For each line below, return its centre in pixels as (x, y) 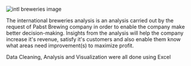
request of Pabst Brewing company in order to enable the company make (95, 27)
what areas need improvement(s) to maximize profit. (70, 45)
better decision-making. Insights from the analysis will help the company (95, 33)
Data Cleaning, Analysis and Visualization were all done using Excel (88, 57)
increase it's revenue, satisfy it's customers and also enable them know (93, 39)
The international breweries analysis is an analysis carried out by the (90, 20)
